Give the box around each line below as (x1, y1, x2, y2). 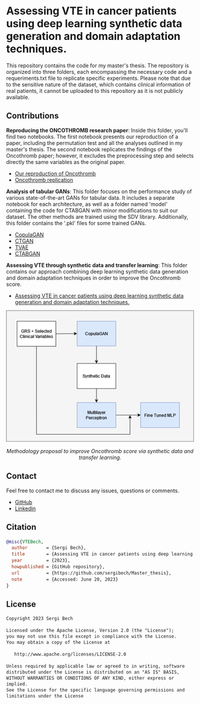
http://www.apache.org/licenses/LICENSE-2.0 (14, 652, 127, 658)
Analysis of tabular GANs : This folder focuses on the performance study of (6, 188, 192, 195)
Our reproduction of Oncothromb (14, 170, 96, 177)
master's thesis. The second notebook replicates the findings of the (6, 145, 173, 153)
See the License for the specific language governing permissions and (6, 687, 185, 693)
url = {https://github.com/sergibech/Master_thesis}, (11, 570, 171, 576)
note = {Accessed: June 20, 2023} (11, 576, 118, 582)
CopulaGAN (14, 231, 44, 238)
